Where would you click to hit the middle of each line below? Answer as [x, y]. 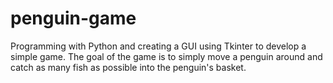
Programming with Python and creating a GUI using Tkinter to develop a [158, 46]
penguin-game [73, 18]
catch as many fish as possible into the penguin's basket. [128, 67]
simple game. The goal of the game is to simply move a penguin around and [166, 56]
